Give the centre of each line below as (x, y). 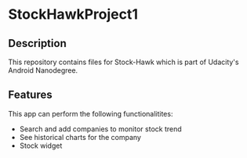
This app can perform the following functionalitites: (91, 113)
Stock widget (41, 145)
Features (30, 95)
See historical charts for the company (80, 137)
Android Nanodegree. (43, 70)
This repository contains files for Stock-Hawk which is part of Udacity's (123, 62)
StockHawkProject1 (73, 14)
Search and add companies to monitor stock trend (100, 129)
